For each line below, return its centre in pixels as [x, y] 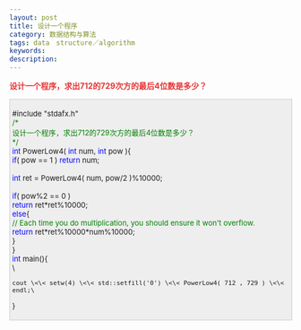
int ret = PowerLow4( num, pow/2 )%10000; [87, 178]
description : [34, 59]
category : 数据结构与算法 [53, 34]
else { [21, 214]
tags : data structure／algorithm [73, 43]
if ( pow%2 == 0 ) [42, 196]
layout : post [34, 17]
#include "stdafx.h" [45, 113]
